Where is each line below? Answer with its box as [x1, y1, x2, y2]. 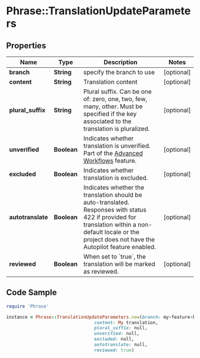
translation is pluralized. [83, 125, 150, 133]
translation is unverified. [83, 142, 151, 150]
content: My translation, [94, 319, 159, 325]
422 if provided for [83, 213, 136, 221]
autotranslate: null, [94, 342, 148, 348]
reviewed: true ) [94, 347, 135, 353]
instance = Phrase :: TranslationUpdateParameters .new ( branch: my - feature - [6, 314, 193, 320]
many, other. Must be [83, 102, 143, 111]
